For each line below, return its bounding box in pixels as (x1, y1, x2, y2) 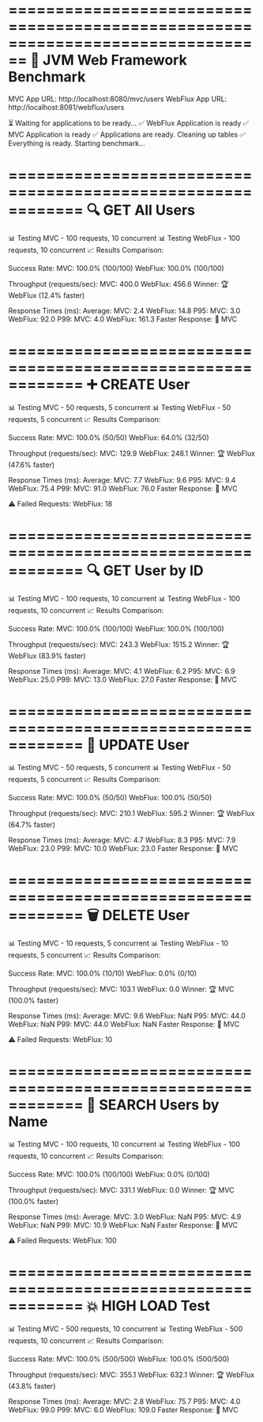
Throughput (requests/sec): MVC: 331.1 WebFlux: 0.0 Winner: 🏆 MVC (8, 1185, 235, 1194)
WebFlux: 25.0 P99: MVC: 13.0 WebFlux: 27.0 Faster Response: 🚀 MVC (8, 675, 237, 684)
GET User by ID (103, 562, 204, 579)
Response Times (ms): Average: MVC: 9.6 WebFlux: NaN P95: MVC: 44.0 (8, 1010, 246, 1020)
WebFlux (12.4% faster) (8, 290, 85, 300)
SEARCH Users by (98, 1096, 220, 1114)
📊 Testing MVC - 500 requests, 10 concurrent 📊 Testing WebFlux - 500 (8, 1324, 243, 1334)
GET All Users (103, 201, 196, 220)
